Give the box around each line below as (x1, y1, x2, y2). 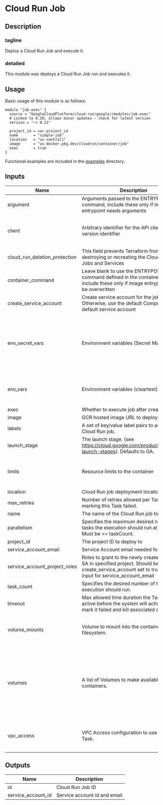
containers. (81, 682, 108, 689)
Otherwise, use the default (81, 300, 142, 307)
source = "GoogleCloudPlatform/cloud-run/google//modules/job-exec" (9, 111, 151, 117)
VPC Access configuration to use (81, 729, 158, 736)
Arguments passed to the (81, 195, 140, 202)
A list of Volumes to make (81, 676, 140, 683)
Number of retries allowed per (81, 496, 150, 503)
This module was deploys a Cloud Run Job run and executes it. (5, 71, 131, 77)
